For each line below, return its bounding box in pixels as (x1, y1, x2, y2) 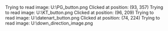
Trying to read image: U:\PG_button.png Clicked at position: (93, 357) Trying (5, 4, 163, 10)
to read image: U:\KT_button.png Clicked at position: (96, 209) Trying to (5, 9, 154, 15)
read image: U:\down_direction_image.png (5, 20, 93, 26)
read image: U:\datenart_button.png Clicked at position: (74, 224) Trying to (5, 15, 160, 20)
